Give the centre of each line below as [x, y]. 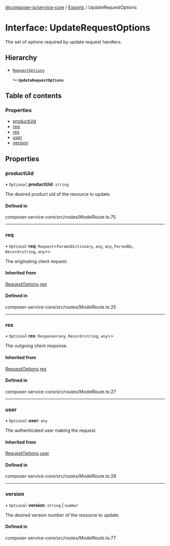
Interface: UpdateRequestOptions [78, 28]
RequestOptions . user [27, 453]
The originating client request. [37, 261]
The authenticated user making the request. [51, 430]
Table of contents [33, 96]
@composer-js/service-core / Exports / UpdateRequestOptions [71, 7]
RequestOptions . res [26, 369]
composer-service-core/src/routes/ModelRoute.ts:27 [61, 391]
